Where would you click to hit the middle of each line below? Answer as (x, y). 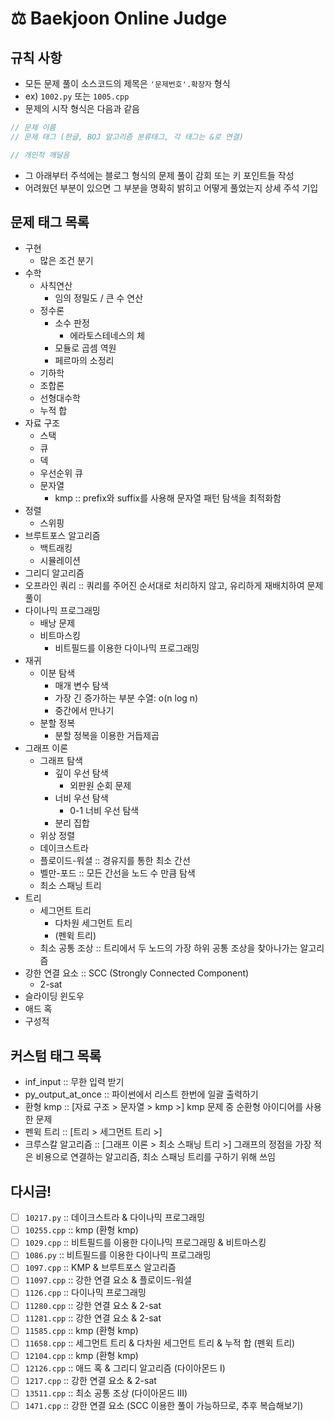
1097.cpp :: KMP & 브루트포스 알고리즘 (100, 1268)
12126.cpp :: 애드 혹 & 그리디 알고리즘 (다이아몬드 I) (125, 1368)
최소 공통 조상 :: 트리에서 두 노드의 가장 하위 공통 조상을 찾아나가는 (168, 948)
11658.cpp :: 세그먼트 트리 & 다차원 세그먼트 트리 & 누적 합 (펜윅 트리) (160, 1343)
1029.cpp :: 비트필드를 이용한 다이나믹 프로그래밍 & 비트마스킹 (145, 1243)
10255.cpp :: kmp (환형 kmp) (81, 1230)
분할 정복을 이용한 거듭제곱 (107, 736)
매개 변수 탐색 (81, 686)
